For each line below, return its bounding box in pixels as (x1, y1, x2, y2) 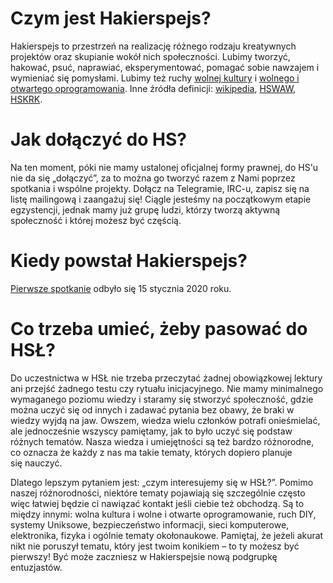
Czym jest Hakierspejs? (10, 7, 212, 30)
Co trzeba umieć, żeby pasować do (10, 318, 308, 340)
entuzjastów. (10, 561, 63, 573)
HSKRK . (10, 93, 43, 105)
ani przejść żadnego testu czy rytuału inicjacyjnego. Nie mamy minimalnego (10, 382, 324, 394)
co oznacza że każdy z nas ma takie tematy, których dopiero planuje (10, 446, 293, 458)
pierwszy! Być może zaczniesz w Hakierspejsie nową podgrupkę (10, 550, 278, 562)
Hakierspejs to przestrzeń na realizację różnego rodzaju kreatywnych (10, 40, 297, 52)
